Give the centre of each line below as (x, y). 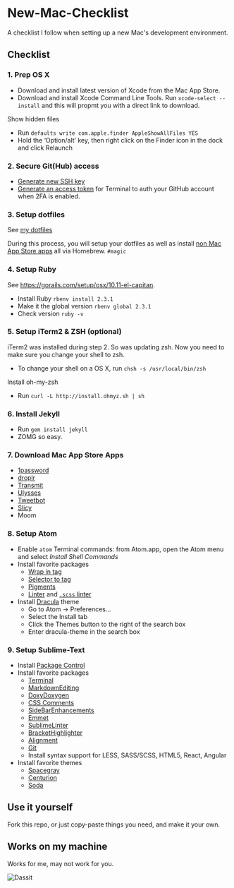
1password (33, 470)
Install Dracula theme (48, 601)
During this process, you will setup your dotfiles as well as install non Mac (115, 244)
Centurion (43, 778)
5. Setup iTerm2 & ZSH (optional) (64, 332)
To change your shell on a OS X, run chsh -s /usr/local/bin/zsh (112, 368)
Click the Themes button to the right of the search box (107, 624)
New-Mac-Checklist (68, 13)
